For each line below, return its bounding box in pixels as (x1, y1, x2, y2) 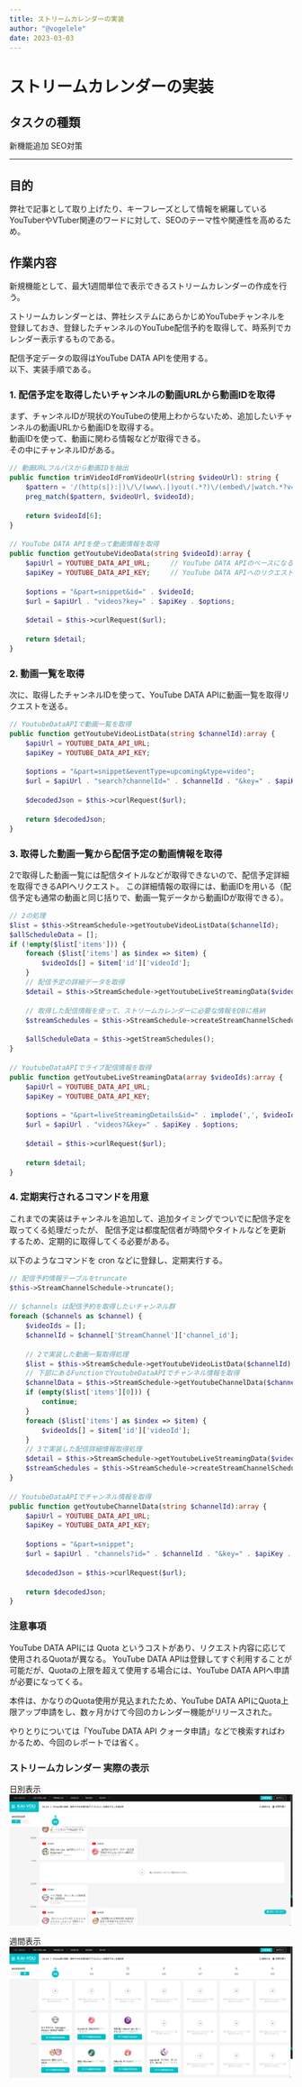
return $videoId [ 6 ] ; (25, 511, 102, 520)
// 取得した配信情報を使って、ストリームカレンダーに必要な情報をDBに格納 (25, 1006, 266, 1016)
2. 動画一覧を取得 (9, 667, 85, 679)
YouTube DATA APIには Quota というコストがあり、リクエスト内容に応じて (9, 1642, 287, 1653)
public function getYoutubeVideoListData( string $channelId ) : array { (9, 729, 276, 738)
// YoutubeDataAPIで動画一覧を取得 (9, 720, 132, 729)
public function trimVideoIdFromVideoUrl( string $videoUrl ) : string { (9, 473, 280, 482)
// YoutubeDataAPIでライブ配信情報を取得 (9, 1063, 152, 1072)
